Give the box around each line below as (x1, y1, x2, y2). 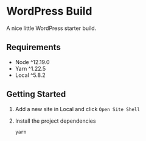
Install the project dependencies (15, 117, 96, 125)
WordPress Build (6, 4, 92, 18)
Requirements (6, 42, 61, 52)
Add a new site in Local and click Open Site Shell (15, 105, 140, 112)
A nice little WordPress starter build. (6, 24, 97, 32)
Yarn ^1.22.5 (15, 65, 46, 72)
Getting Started (6, 89, 66, 99)
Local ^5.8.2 (15, 71, 46, 79)
